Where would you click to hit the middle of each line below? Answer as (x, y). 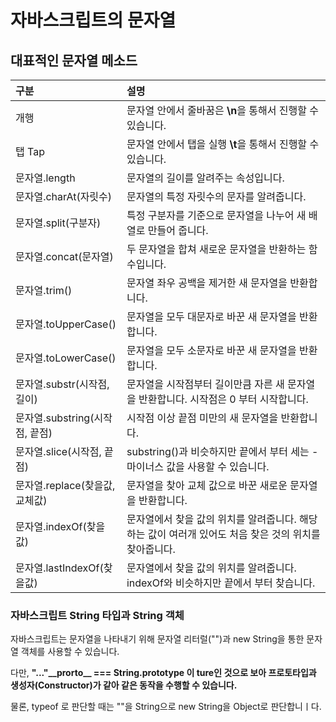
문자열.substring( (55, 418)
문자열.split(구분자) (58, 223)
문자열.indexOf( (51, 526)
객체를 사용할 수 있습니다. (70, 652)
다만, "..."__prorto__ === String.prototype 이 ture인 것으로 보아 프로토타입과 (163, 673)
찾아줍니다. (151, 549)
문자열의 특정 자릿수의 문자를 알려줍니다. (216, 196)
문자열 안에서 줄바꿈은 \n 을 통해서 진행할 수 (222, 110)
